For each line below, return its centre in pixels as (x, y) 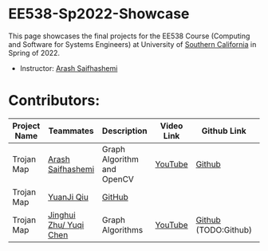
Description (125, 131)
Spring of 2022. (34, 53)
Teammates (71, 131)
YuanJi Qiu (68, 197)
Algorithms (123, 229)
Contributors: (54, 101)
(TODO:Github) (224, 229)
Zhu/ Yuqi (66, 225)
